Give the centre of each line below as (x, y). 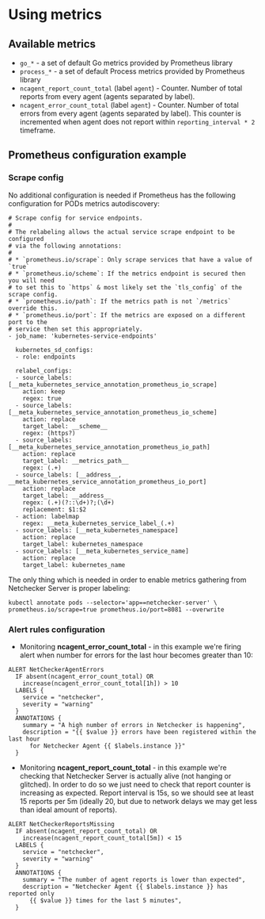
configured (26, 239)
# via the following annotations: (65, 246)
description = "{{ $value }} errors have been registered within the (140, 732)
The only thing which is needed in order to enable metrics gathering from (127, 580)
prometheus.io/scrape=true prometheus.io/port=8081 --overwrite (116, 609)
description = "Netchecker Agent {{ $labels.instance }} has (125, 886)
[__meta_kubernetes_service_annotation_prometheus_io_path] (110, 447)
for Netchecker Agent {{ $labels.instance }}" (107, 746)
